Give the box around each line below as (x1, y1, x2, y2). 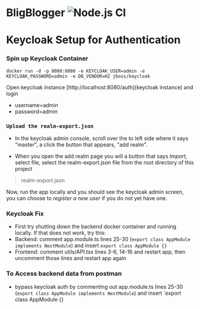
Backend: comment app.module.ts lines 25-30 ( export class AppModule (14, 236, 190, 243)
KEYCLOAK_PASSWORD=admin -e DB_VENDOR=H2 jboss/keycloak (6, 73, 151, 79)
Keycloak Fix (6, 209, 44, 217)
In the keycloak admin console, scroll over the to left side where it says (14, 135, 189, 142)
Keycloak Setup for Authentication (6, 33, 181, 47)
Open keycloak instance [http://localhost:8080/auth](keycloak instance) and (6, 83, 193, 90)
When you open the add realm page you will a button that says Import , (14, 152, 187, 160)
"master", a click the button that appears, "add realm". (14, 141, 148, 148)
